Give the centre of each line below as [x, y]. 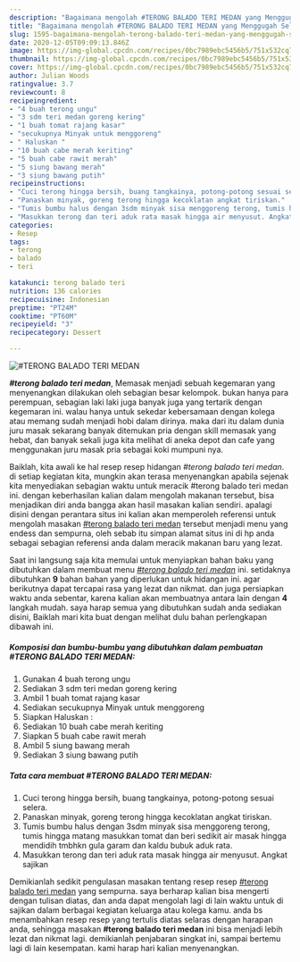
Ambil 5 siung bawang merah [76, 745]
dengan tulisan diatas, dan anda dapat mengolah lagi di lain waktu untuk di [146, 900]
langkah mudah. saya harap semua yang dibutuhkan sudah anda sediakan [146, 607]
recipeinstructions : [48, 184]
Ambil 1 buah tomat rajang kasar [81, 698]
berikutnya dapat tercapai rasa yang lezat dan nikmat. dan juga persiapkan [146, 589]
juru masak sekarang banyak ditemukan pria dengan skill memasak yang [143, 431]
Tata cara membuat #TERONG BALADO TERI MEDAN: [111, 775]
